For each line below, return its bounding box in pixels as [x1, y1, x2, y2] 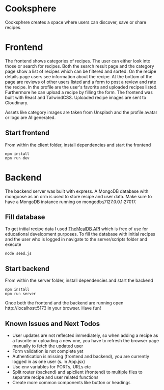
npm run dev [5, 155, 29, 160]
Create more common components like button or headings [12, 380, 131, 386]
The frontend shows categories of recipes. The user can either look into [5, 58, 151, 64]
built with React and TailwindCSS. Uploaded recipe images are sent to [5, 94, 146, 100]
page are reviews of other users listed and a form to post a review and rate [5, 79, 156, 85]
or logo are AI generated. [5, 114, 56, 120]
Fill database [5, 213, 45, 221]
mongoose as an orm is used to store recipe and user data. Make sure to [5, 193, 152, 199]
